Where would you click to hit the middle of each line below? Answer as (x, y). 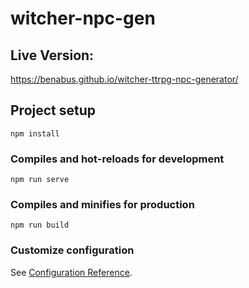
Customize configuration (72, 250)
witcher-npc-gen (83, 18)
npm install (35, 133)
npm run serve (40, 180)
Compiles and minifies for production (102, 205)
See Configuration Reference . (71, 272)
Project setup (53, 110)
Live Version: (52, 55)
